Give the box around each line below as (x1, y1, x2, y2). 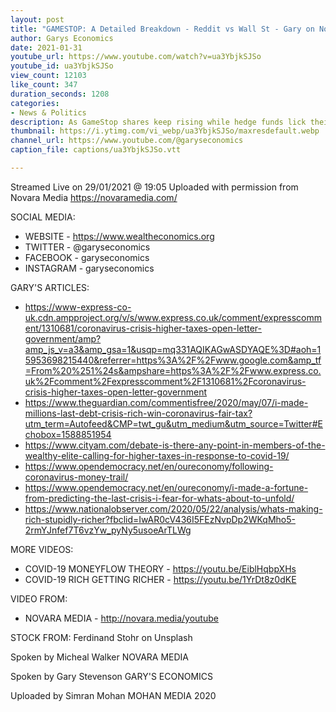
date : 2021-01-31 (10, 42, 83, 53)
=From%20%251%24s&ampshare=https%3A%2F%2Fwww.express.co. (24, 364, 322, 376)
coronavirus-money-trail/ (24, 471, 129, 483)
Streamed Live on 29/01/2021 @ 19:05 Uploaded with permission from (10, 181, 299, 193)
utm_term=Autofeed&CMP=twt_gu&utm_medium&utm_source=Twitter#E (24, 417, 323, 430)
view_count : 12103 (10, 71, 87, 81)
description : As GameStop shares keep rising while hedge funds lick (10, 117, 307, 127)
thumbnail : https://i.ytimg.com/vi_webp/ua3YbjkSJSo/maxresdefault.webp (10, 126, 320, 136)
